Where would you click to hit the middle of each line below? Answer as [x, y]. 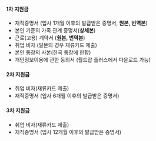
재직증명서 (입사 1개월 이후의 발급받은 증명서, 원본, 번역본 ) [81, 23]
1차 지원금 [17, 9]
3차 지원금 [18, 110]
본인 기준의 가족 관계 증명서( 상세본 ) [55, 31]
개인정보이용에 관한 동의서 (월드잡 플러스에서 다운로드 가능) [83, 60]
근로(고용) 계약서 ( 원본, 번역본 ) [50, 38]
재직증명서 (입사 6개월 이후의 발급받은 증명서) [67, 96]
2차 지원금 [18, 74]
